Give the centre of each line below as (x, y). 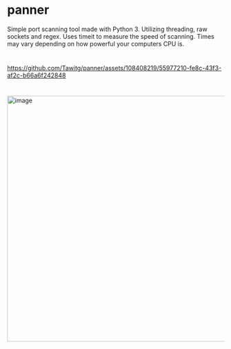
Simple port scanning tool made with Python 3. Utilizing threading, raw (108, 29)
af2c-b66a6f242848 (37, 75)
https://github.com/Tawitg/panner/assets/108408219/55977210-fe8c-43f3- (114, 68)
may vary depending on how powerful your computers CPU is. (96, 44)
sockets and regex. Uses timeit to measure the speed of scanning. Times (111, 36)
